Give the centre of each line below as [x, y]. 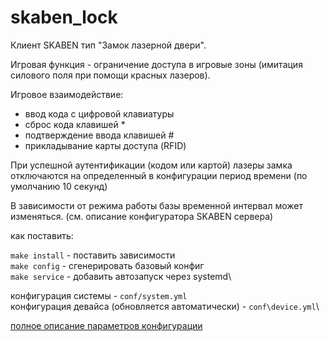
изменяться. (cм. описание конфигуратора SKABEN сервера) [142, 216]
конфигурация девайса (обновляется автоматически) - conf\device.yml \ [165, 306]
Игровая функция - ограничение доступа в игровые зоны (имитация [156, 64]
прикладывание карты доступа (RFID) [105, 145]
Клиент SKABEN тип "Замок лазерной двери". [108, 45]
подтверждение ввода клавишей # [99, 135]
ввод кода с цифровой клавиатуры [99, 113]
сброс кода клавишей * [75, 124]
